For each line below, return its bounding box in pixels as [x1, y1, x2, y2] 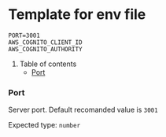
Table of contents [19, 59, 77, 68]
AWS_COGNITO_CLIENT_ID [8, 38, 83, 46]
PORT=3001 [8, 31, 41, 39]
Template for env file [8, 6, 146, 24]
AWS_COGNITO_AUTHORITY [8, 45, 83, 53]
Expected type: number [8, 120, 81, 130]
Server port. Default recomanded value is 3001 [8, 105, 159, 115]
